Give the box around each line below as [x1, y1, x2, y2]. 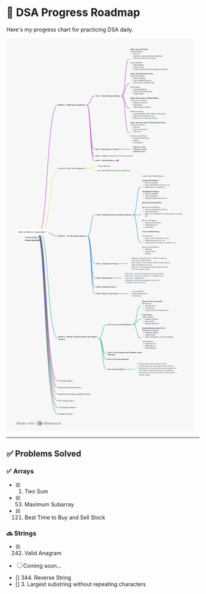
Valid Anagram [24, 549, 62, 557]
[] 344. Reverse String [15, 574, 72, 581]
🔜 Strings [6, 529, 37, 538]
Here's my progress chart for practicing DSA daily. [6, 26, 134, 33]
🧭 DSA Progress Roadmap [6, 6, 140, 20]
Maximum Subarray [24, 500, 74, 508]
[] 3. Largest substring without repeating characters [15, 580, 146, 588]
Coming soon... [23, 561, 62, 569]
